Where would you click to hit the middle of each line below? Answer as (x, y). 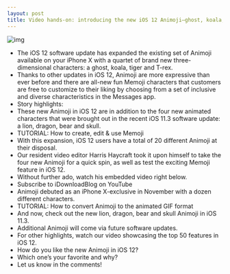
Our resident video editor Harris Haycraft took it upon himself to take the (119, 155)
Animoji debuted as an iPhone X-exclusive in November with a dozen (114, 191)
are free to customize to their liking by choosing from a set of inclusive (116, 89)
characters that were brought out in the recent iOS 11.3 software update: (118, 118)
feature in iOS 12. (41, 170)
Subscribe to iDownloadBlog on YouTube (75, 184)
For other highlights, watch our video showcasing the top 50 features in (118, 235)
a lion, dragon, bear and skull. (59, 126)
